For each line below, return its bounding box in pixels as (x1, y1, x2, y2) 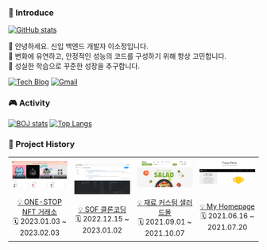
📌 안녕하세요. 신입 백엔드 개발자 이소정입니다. (8, 41, 149, 51)
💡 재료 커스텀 (137, 198, 179, 207)
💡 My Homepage (199, 202, 256, 211)
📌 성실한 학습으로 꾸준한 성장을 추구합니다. (8, 61, 141, 71)
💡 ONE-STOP (17, 198, 62, 207)
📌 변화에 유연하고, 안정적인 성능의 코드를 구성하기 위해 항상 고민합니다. (8, 52, 227, 61)
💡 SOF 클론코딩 (78, 204, 127, 213)
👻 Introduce (8, 7, 54, 18)
